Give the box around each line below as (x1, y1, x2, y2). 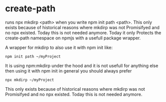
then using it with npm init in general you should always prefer (5, 68, 132, 74)
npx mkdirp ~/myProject (5, 77, 55, 82)
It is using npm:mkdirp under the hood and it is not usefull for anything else (5, 63, 159, 68)
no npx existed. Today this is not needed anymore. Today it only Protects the (5, 30, 162, 35)
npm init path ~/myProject (5, 54, 61, 59)
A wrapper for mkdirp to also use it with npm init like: (5, 44, 113, 50)
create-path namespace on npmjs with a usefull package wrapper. (5, 35, 141, 41)
